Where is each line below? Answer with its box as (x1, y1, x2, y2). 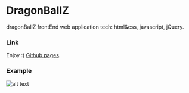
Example (6, 67, 32, 75)
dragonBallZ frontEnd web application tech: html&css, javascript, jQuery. (6, 23, 184, 30)
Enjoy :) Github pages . (6, 52, 61, 59)
